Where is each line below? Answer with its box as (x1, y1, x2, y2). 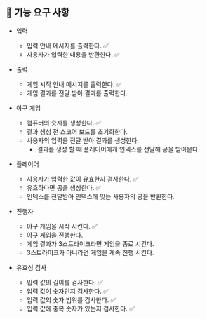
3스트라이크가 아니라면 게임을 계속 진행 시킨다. (26, 248, 154, 257)
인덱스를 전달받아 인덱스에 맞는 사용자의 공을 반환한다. (26, 192, 175, 201)
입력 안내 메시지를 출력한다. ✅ (26, 41, 109, 50)
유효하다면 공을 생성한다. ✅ (26, 183, 102, 191)
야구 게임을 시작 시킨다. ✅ (26, 222, 98, 230)
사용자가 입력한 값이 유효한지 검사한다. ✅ (26, 175, 139, 183)
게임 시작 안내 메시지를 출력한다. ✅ (26, 80, 122, 88)
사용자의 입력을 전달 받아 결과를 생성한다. (26, 136, 140, 144)
